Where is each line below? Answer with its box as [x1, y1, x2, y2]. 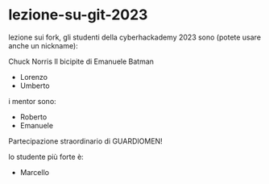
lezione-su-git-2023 [8, 6, 148, 24]
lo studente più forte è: [8, 152, 85, 161]
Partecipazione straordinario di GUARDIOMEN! [8, 136, 163, 146]
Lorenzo [19, 72, 48, 82]
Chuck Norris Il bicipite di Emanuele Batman [8, 56, 155, 66]
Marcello [19, 167, 50, 177]
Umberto [19, 81, 50, 90]
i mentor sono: [8, 96, 56, 106]
